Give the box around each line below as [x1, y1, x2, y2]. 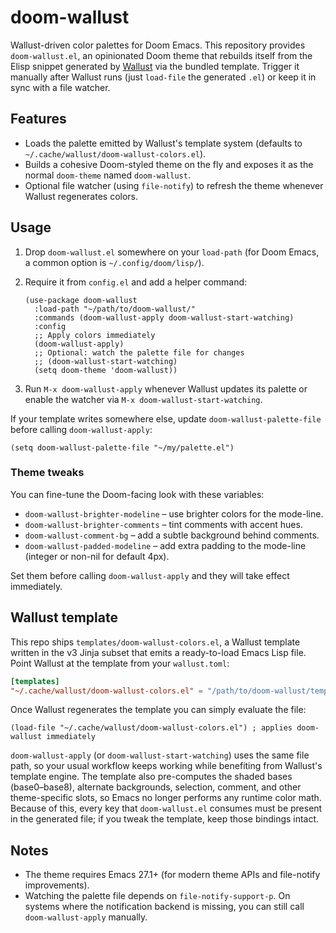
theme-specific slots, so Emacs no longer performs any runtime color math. [10, 792, 322, 804]
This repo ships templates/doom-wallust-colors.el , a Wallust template [10, 636, 301, 648]
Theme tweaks [10, 466, 85, 480]
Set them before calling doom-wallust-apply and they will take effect [10, 569, 290, 581]
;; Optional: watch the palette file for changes [34, 347, 245, 358]
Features [10, 111, 67, 128]
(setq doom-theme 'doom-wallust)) [34, 365, 178, 375]
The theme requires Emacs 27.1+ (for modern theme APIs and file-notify [24, 869, 321, 881]
